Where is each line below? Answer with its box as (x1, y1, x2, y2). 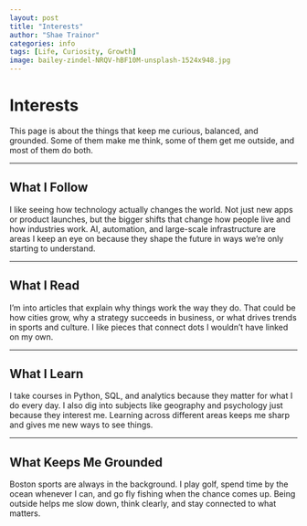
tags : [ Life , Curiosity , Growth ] (9, 47, 137, 57)
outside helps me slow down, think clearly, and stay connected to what (9, 499, 277, 510)
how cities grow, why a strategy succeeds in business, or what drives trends (9, 311, 297, 322)
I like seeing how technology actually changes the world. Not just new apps (9, 204, 294, 215)
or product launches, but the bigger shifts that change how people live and (9, 214, 291, 225)
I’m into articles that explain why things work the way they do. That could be (9, 302, 296, 313)
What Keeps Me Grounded (9, 454, 163, 470)
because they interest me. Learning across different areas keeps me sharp (9, 410, 291, 421)
